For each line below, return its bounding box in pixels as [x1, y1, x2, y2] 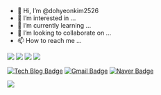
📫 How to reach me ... [17, 37, 82, 44]
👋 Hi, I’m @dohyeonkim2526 [17, 7, 99, 15]
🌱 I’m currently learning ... [17, 21, 92, 29]
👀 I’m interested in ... [17, 14, 76, 22]
